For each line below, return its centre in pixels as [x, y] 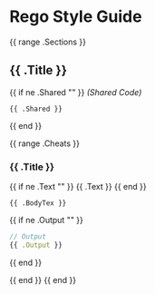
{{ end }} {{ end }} [43, 279]
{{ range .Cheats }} [44, 143]
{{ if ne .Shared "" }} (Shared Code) [76, 92]
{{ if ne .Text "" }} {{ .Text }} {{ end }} [78, 187]
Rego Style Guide [76, 17]
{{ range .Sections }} [48, 42]
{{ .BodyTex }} [38, 203]
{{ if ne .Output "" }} [47, 220]
